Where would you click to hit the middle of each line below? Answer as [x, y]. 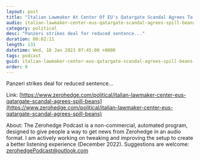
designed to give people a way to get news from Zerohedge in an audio [94, 132]
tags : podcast [24, 56]
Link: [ [14, 95]
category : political [32, 28]
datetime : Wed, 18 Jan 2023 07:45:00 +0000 [61, 50]
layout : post [22, 12]
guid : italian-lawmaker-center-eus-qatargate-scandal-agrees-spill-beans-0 [102, 61]
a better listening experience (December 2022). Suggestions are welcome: [98, 144]
